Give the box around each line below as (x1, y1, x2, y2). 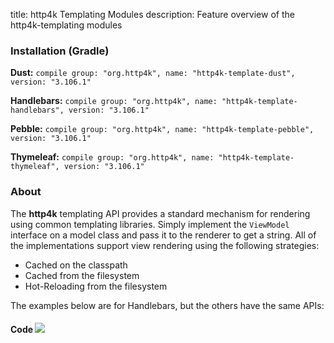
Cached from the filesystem (24, 269, 140, 281)
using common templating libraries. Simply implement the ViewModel (10, 218, 290, 230)
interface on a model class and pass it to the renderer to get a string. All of (10, 229, 317, 241)
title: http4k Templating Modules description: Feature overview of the (10, 9, 295, 20)
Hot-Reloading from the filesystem (24, 280, 168, 292)
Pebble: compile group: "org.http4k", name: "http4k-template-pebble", (10, 123, 315, 135)
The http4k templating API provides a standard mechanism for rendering (10, 207, 311, 219)
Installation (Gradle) (10, 44, 110, 58)
